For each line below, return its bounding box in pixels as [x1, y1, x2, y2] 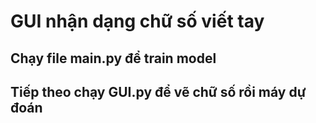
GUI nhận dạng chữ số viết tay [10, 10, 265, 33]
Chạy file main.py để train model [10, 50, 217, 67]
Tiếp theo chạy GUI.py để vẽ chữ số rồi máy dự [10, 83, 307, 100]
